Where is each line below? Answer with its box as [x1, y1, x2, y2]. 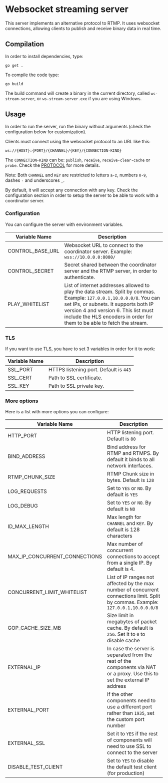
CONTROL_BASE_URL [7, 247, 60, 254]
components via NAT [106, 664, 156, 671]
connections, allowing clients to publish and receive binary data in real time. [5, 25, 161, 31]
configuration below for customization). [5, 129, 86, 135]
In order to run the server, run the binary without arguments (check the [5, 123, 151, 129]
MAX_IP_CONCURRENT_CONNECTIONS [7, 553, 102, 560]
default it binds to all [106, 456, 155, 463]
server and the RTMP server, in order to [64, 267, 157, 274]
